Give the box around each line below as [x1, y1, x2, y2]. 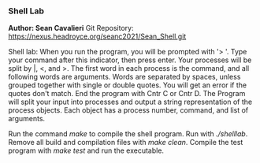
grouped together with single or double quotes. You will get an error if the [8, 80, 247, 90]
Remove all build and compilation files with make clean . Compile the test [8, 138, 243, 147]
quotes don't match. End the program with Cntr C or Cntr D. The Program [8, 89, 246, 98]
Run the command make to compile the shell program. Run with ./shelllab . [8, 129, 248, 139]
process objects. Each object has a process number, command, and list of [8, 106, 249, 115]
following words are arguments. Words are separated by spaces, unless [8, 72, 241, 82]
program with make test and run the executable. [8, 146, 164, 155]
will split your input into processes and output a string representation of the [8, 97, 253, 107]
